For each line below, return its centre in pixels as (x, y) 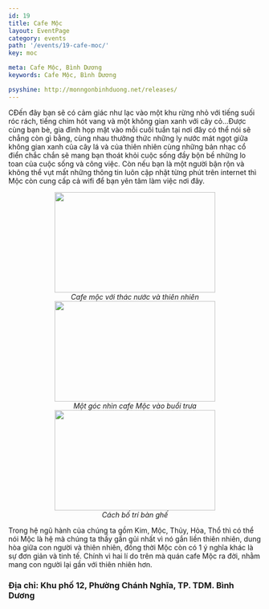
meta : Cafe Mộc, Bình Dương (55, 68)
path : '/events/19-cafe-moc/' (59, 46)
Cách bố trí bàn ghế (135, 514)
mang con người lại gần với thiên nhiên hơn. (80, 564)
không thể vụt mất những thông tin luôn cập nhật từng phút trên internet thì (132, 172)
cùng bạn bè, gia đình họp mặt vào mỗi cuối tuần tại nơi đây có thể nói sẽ (130, 129)
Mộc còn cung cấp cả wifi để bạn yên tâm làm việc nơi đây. (106, 181)
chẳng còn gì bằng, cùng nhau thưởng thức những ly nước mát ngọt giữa (128, 138)
